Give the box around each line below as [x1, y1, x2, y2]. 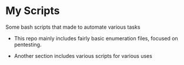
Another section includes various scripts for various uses [14, 52, 152, 59]
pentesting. [14, 41, 42, 48]
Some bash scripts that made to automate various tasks [5, 23, 140, 30]
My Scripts [5, 4, 60, 18]
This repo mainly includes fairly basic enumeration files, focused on [14, 35, 179, 42]
